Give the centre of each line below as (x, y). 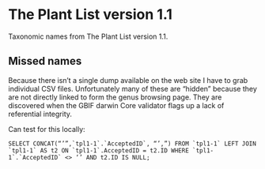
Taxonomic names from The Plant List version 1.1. (88, 36)
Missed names (45, 61)
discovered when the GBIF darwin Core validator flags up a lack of (116, 105)
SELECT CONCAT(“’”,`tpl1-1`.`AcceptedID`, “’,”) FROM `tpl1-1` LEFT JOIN (132, 144)
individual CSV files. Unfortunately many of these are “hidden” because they (132, 88)
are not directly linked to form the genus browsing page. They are (115, 97)
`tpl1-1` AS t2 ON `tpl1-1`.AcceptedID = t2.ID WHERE (99, 150)
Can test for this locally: (47, 129)
